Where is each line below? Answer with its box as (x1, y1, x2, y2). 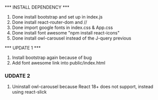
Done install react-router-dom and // (12, 19, 87, 25)
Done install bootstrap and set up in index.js (12, 14, 103, 19)
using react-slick (12, 89, 47, 95)
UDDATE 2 (5, 72, 31, 79)
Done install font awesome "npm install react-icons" (12, 30, 120, 35)
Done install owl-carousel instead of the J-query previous (12, 35, 131, 41)
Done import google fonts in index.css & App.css (12, 24, 113, 30)
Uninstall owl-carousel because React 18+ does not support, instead (12, 83, 153, 89)
